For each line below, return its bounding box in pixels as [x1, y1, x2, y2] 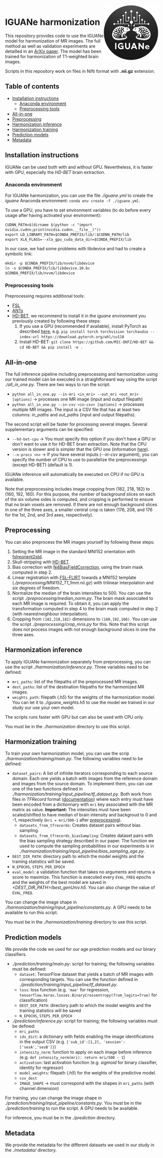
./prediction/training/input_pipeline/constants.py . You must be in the [5, 1100, 142, 1106]
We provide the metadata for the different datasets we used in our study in [5, 1142, 155, 1148]
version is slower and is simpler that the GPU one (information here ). [12, 446, 149, 452]
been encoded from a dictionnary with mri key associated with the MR [12, 801, 153, 808]
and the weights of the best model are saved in [12, 879, 107, 885]
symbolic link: [5, 251, 33, 257]
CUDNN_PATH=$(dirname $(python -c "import [5, 222, 92, 227]
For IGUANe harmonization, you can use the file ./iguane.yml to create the [5, 193, 153, 198]
